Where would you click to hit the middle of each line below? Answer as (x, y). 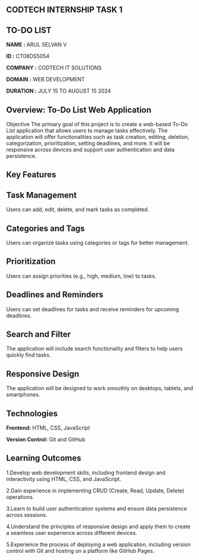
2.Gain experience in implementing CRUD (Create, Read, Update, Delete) (95, 491)
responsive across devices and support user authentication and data (90, 150)
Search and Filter (39, 334)
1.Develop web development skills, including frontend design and (86, 473)
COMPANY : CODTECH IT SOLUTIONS (54, 68)
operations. (20, 497)
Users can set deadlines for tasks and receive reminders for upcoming (93, 309)
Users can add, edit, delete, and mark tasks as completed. (78, 209)
